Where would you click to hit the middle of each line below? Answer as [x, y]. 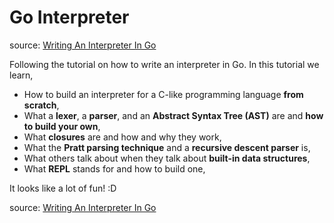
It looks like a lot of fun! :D [63, 188]
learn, [21, 75]
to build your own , [62, 126]
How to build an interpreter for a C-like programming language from [163, 94]
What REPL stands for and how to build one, [114, 168]
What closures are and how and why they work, [122, 137]
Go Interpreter [69, 17]
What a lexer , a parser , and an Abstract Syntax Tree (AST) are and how [173, 115]
